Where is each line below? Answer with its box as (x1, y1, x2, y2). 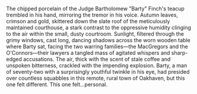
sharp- (171, 49, 188, 56)
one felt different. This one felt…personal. (6, 81, 108, 88)
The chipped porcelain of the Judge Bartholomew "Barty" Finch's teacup (6, 5, 185, 12)
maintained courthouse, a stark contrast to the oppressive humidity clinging (6, 24, 191, 31)
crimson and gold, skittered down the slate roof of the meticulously (6, 18, 170, 24)
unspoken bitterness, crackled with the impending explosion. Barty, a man (6, 62, 188, 69)
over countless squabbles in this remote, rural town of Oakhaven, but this (6, 74, 185, 82)
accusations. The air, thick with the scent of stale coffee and (23, 56, 171, 62)
